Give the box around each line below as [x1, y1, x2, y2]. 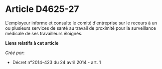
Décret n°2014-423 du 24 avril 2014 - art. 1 [12, 59, 101, 65]
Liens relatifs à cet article [5, 40, 59, 46]
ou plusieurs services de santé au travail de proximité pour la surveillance [5, 25, 156, 31]
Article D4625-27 [5, 3, 79, 15]
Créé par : [5, 50, 25, 56]
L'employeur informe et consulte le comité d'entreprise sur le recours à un [5, 20, 158, 26]
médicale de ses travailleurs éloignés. [5, 30, 83, 36]
